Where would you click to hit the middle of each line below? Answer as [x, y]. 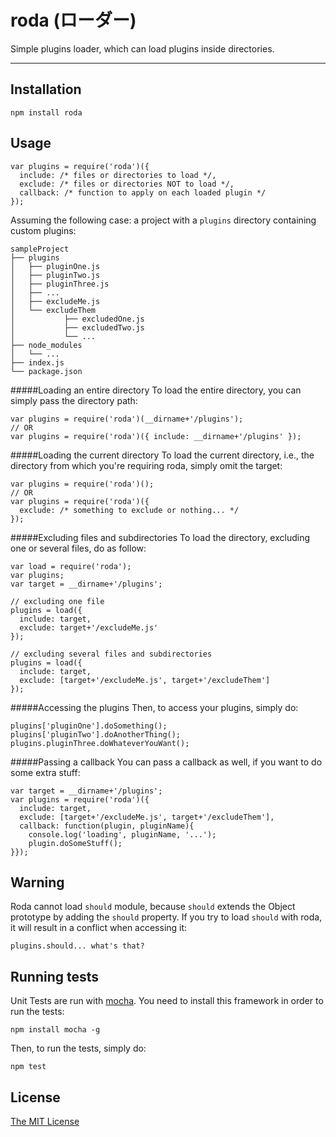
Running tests [55, 976]
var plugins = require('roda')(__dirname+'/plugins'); [127, 419]
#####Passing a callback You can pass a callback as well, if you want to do [166, 762]
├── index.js [37, 362]
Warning [37, 882]
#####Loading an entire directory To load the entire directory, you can [156, 390]
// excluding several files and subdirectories [111, 654]
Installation [46, 89]
